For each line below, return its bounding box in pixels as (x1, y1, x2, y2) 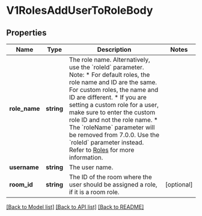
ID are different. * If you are (69, 93, 147, 101)
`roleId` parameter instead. (69, 138, 144, 146)
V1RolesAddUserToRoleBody (6, 4, 153, 17)
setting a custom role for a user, (69, 100, 159, 109)
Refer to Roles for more (69, 146, 135, 154)
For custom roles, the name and (69, 85, 159, 94)
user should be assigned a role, (69, 181, 158, 188)
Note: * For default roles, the (69, 70, 150, 79)
